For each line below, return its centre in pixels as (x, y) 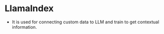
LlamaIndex (29, 8)
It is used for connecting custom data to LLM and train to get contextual (85, 22)
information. (24, 27)
